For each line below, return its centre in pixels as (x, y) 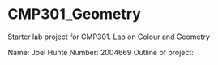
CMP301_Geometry (74, 14)
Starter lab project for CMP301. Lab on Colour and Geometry (109, 37)
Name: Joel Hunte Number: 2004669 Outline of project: (100, 52)
